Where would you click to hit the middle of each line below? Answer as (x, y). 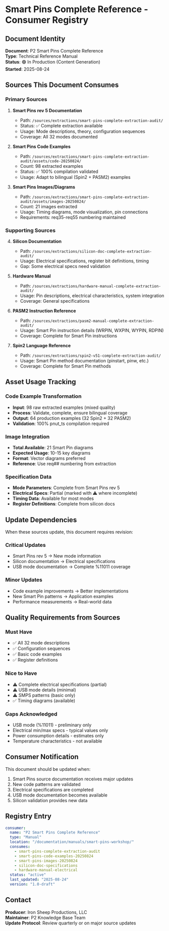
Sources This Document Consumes (62, 85)
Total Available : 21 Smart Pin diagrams (53, 447)
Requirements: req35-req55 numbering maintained (73, 217)
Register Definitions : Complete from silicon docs (64, 504)
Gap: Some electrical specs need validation (65, 266)
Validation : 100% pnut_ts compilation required (61, 424)
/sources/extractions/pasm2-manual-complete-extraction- (93, 321)
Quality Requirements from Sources (63, 618)
